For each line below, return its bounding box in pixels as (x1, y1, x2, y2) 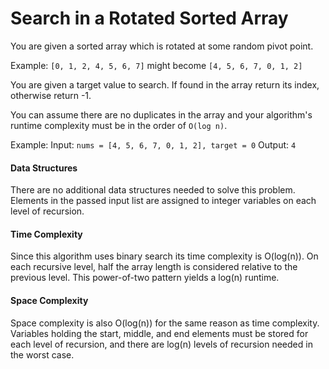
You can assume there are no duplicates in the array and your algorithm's (10, 108, 313, 121)
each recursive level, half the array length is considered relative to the (10, 261, 298, 273)
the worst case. (10, 348, 75, 361)
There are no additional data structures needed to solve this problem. (10, 184, 296, 196)
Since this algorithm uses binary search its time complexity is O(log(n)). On (10, 250, 319, 262)
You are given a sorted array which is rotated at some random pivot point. (10, 40, 314, 52)
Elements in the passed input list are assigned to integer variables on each (10, 195, 317, 207)
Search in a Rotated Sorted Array (10, 7, 289, 30)
